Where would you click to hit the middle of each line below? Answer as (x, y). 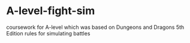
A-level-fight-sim (51, 11)
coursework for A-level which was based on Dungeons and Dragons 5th (95, 27)
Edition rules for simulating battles (48, 33)
